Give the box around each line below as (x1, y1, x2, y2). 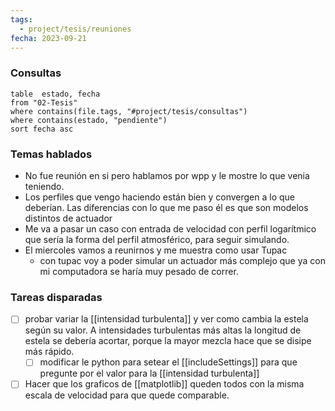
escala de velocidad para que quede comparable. (24, 389, 230, 401)
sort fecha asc (10, 124, 74, 134)
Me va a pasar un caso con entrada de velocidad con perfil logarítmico (24, 222, 317, 235)
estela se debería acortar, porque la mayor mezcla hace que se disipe (24, 335, 312, 347)
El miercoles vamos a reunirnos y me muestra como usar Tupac (24, 244, 288, 256)
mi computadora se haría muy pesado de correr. (39, 265, 239, 277)
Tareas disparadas (10, 290, 103, 304)
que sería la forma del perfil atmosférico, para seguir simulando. (24, 233, 290, 245)
